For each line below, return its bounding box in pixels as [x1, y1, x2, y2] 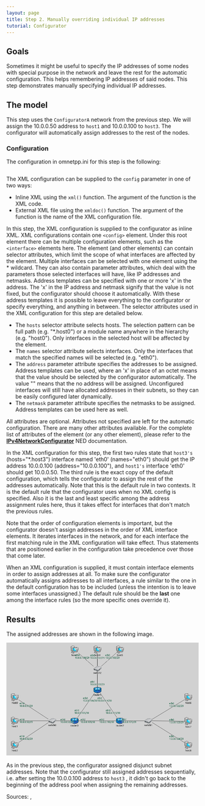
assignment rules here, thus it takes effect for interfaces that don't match [6, 501, 190, 509]
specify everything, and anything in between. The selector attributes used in [6, 303, 198, 310]
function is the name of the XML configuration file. [15, 213, 142, 220]
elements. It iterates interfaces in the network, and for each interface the [6, 532, 189, 540]
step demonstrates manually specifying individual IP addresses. [6, 82, 167, 89]
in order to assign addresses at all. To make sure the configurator [6, 570, 171, 578]
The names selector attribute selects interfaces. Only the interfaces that [15, 348, 193, 355]
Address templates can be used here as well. [15, 406, 129, 413]
